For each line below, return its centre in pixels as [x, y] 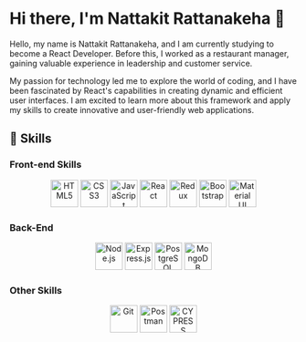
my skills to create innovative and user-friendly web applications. [132, 109]
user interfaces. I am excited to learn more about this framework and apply [150, 100]
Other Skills [36, 290]
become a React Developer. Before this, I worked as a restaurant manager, [149, 53]
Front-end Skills [46, 165]
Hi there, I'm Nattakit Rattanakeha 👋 [148, 19]
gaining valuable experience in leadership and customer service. [131, 63]
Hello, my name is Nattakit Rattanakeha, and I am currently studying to [142, 44]
